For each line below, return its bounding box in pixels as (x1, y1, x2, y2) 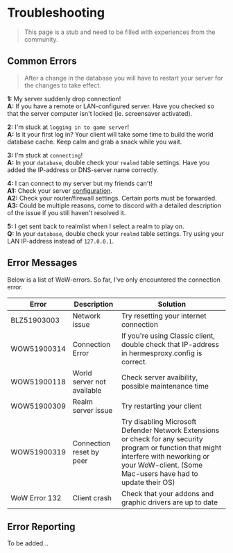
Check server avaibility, (121, 373, 198, 382)
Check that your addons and (121, 488, 214, 498)
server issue (72, 405, 113, 415)
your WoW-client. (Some (121, 460, 203, 470)
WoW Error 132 (10, 493, 62, 502)
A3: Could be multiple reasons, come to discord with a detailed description (7, 201, 222, 210)
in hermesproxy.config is (121, 348, 202, 358)
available (72, 385, 102, 395)
